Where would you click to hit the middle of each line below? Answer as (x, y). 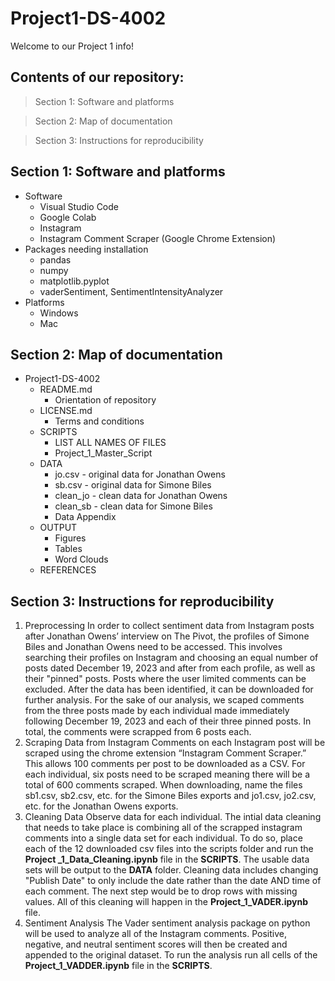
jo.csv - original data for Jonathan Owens (140, 474)
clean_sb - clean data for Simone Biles (133, 506)
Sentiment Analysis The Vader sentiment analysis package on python (167, 923)
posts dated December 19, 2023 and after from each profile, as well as (170, 668)
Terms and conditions (99, 421)
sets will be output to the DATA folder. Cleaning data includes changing (171, 870)
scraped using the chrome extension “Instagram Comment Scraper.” (165, 753)
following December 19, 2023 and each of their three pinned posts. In (168, 721)
